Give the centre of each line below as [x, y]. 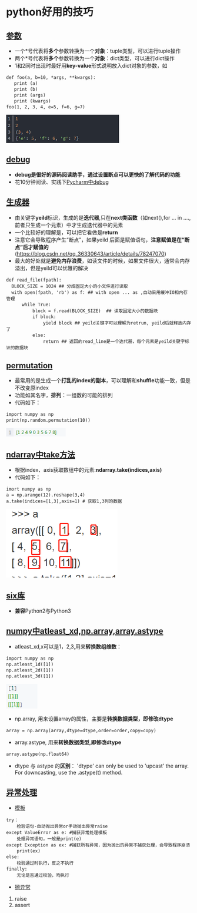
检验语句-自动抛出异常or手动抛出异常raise [62, 826]
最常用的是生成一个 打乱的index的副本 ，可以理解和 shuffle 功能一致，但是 [103, 381]
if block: [44, 317]
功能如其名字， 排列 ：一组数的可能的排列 [64, 395]
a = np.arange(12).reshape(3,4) [46, 495]
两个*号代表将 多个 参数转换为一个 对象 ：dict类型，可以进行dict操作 [94, 58]
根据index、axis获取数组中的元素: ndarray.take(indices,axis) [88, 470]
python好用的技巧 [50, 12]
